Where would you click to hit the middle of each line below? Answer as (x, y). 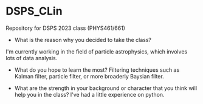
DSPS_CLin (34, 11)
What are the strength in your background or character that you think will (106, 88)
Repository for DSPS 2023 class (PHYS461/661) (66, 28)
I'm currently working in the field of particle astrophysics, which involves (97, 51)
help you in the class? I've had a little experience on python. (89, 94)
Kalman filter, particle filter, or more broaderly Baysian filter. (89, 76)
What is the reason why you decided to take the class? (83, 40)
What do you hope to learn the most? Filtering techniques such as (97, 70)
